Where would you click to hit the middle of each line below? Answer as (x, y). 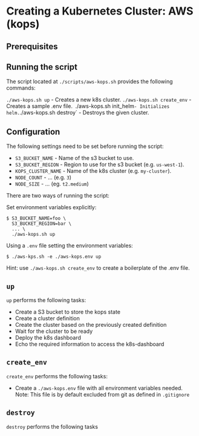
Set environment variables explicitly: (51, 207)
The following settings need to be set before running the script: (85, 146)
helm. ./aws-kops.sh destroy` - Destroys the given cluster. (78, 113)
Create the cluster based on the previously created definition (91, 325)
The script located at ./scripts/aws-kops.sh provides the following (90, 82)
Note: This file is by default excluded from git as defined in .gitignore (102, 394)
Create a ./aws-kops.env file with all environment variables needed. (99, 388)
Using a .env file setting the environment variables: (70, 246)
